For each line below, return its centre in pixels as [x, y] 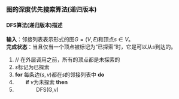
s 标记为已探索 [32, 67]
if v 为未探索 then [46, 82]
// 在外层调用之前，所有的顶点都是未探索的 [67, 60]
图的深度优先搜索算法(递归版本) [51, 9]
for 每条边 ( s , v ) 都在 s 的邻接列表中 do [60, 75]
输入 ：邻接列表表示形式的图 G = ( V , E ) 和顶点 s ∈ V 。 [70, 40]
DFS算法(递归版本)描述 [34, 25]
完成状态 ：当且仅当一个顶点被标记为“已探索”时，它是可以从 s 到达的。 [91, 47]
